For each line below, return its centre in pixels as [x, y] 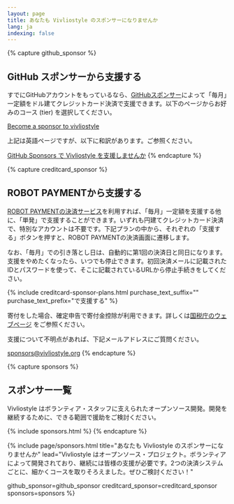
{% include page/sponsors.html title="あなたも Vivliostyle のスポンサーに [112, 445]
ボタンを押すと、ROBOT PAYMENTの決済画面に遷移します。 [106, 237]
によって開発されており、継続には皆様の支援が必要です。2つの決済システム [115, 463]
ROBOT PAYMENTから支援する [74, 193]
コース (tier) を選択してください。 [67, 112]
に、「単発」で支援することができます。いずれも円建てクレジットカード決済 [116, 220]
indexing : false [31, 33]
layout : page [26, 14]
